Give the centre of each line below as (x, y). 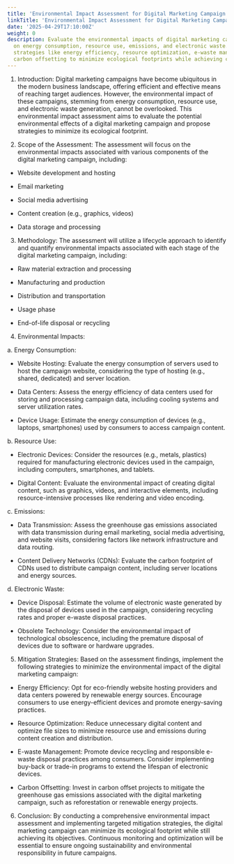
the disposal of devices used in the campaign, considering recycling (115, 610)
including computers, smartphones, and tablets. (86, 469)
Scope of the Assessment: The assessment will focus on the (104, 144)
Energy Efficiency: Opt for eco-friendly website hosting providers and (117, 687)
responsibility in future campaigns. (67, 853)
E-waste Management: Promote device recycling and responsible (111, 752)
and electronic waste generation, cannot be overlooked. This (104, 108)
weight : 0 (22, 33)
